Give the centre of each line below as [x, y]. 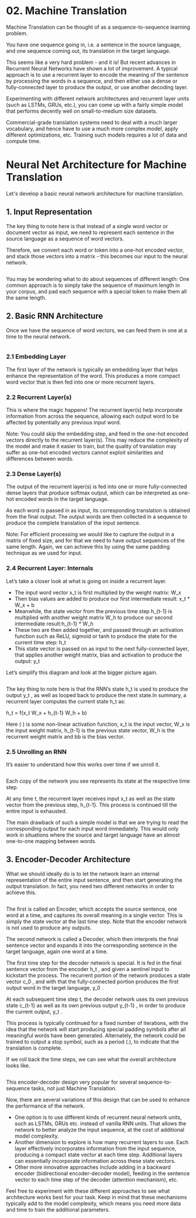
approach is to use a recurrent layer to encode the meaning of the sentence [97, 75]
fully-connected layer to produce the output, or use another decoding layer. [97, 87]
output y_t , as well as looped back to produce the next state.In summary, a [96, 695]
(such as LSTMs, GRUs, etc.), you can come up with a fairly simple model [94, 104]
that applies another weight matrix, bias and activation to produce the [98, 655]
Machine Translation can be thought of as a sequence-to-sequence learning [98, 27]
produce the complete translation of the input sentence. [73, 523]
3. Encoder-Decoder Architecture [68, 860]
